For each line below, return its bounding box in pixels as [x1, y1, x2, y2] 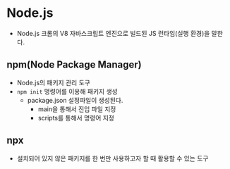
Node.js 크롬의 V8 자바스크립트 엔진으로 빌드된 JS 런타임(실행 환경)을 [16, 29, 210, 37]
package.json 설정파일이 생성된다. [27, 96, 123, 104]
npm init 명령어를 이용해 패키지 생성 [16, 87, 118, 96]
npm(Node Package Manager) [6, 58, 142, 71]
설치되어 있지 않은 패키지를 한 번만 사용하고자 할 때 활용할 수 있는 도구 [16, 154, 209, 163]
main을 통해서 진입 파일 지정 [37, 104, 116, 113]
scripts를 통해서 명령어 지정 [37, 113, 114, 122]
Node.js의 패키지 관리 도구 [16, 78, 91, 87]
